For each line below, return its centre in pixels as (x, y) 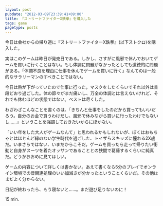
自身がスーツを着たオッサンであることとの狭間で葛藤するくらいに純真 (84, 150)
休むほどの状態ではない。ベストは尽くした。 (63, 99)
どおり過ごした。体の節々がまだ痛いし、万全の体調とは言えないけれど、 (81, 94)
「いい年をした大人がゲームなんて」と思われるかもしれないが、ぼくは (75, 132)
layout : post (18, 9)
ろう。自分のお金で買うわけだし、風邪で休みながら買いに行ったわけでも (77, 116)
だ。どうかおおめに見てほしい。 (37, 157)
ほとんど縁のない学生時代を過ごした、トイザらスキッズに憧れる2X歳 (87, 138)
